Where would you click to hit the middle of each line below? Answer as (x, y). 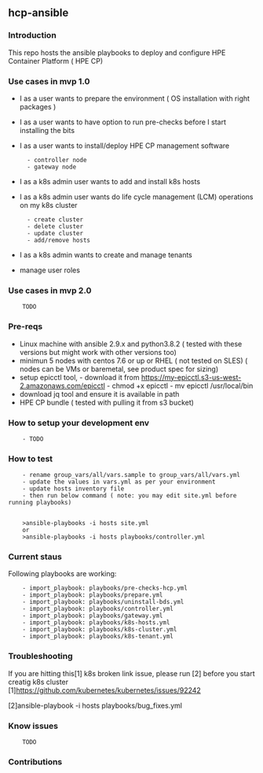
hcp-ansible (38, 13)
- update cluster (55, 233)
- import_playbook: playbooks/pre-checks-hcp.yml (105, 588)
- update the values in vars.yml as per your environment (119, 482)
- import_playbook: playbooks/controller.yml (98, 609)
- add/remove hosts (58, 240)
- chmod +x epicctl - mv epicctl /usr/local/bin (180, 386)
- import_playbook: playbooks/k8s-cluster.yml (100, 630)
